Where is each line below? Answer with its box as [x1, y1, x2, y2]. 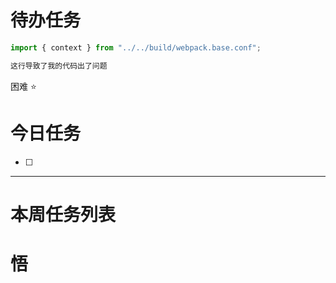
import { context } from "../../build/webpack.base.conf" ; [10, 42, 262, 53]
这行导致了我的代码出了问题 [10, 61, 108, 71]
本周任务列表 [10, 203, 117, 226]
